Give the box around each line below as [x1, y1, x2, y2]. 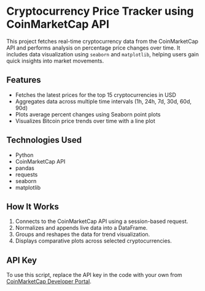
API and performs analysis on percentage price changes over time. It [6, 44, 180, 51]
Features [6, 75, 41, 85]
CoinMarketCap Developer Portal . [6, 278, 92, 285]
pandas [15, 164, 35, 172]
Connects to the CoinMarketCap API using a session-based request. [15, 217, 188, 225]
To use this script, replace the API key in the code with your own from [6, 271, 182, 279]
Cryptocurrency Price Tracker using [6, 4, 195, 18]
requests [15, 170, 38, 178]
